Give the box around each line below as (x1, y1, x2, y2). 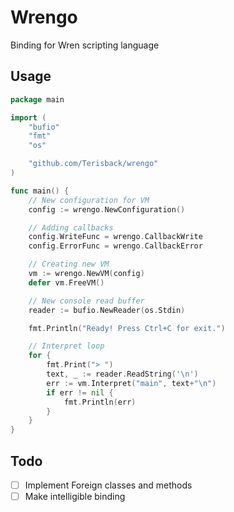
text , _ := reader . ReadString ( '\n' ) (46, 369, 199, 379)
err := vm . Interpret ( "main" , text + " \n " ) (46, 378, 217, 388)
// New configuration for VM (28, 195, 150, 205)
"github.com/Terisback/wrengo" (28, 159, 159, 169)
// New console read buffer (28, 296, 145, 306)
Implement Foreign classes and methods (24, 479, 193, 491)
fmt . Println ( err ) (63, 397, 137, 407)
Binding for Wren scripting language (10, 39, 160, 51)
